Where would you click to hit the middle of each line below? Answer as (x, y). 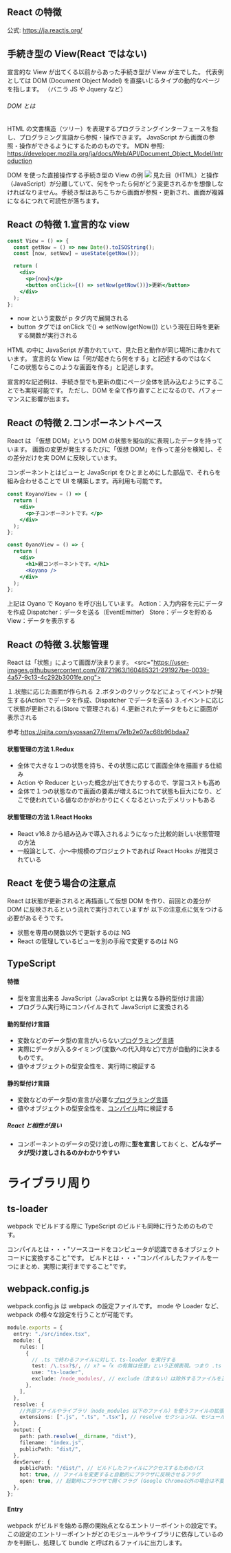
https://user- (171, 663)
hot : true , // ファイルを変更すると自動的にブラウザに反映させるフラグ (110, 1475)
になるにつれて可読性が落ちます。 (55, 201)
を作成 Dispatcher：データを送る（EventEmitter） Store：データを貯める (110, 612)
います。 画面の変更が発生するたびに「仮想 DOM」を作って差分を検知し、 (112, 450)
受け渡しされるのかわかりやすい (75, 1153)
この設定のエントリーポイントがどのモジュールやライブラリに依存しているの (115, 1534)
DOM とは (21, 106)
